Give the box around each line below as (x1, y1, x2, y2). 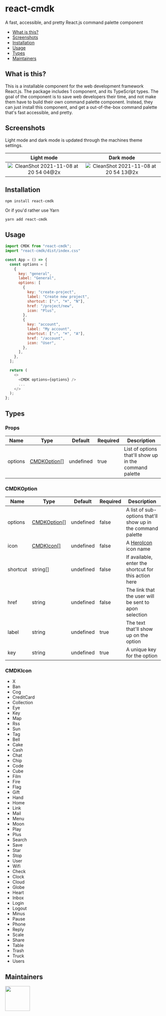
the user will (125, 593, 155, 600)
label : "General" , (18, 276, 56, 281)
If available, (125, 553, 153, 560)
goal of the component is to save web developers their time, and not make (5, 93, 157, 99)
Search (12, 837, 27, 843)
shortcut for (125, 566, 154, 573)
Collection (12, 700, 33, 705)
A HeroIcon (125, 540, 153, 547)
